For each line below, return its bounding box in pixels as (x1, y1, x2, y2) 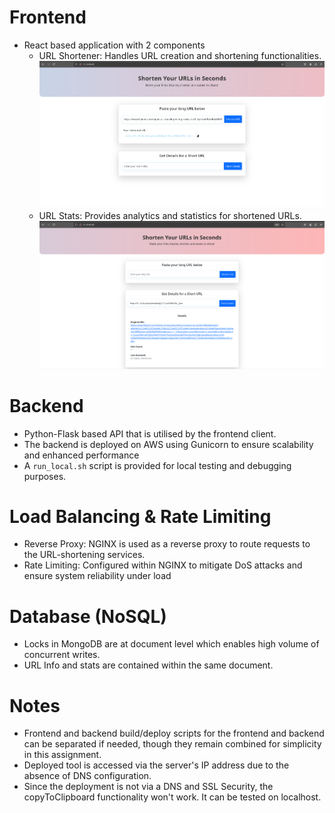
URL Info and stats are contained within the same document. (23, 659, 274, 671)
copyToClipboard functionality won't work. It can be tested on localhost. (23, 791, 322, 803)
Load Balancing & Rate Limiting (9, 505, 272, 528)
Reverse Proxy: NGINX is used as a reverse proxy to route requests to (23, 538, 311, 550)
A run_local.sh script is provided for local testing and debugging (23, 459, 292, 471)
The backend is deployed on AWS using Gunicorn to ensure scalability (23, 438, 314, 450)
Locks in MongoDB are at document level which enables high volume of (23, 638, 320, 650)
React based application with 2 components (23, 39, 206, 51)
